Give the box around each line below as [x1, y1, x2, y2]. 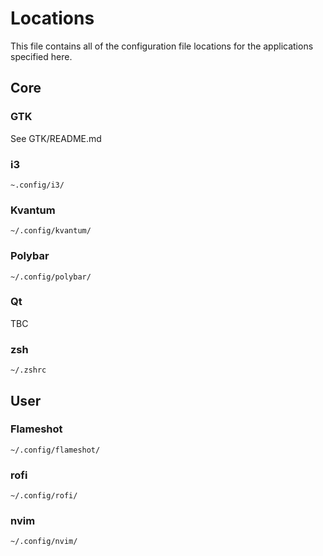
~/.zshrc [10, 365, 47, 376]
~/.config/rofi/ [10, 491, 78, 501]
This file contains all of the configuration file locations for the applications [10, 40, 314, 52]
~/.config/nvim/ [10, 537, 78, 547]
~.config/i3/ [10, 180, 65, 190]
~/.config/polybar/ [10, 272, 92, 282]
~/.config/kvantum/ [10, 226, 92, 236]
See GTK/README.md [10, 132, 102, 144]
